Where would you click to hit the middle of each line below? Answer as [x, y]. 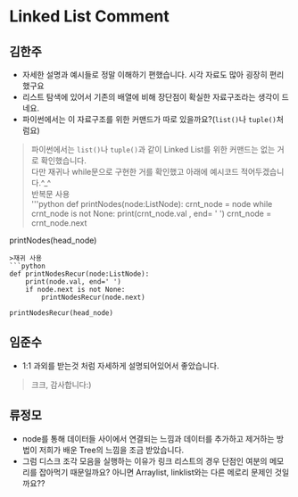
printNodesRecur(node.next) [93, 297]
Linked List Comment [89, 17]
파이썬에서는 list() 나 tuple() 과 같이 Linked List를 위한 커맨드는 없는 [153, 149]
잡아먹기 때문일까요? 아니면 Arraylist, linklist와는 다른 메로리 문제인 [156, 472]
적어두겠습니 [262, 172]
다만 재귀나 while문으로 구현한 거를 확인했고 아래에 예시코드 [135, 172]
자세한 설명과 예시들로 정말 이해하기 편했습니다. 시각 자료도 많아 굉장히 [145, 75]
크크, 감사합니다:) [61, 385]
